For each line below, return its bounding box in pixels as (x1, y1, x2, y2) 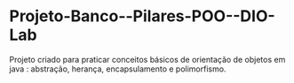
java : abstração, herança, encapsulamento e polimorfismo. (9, 64, 226, 74)
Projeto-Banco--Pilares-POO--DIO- (9, 6, 275, 26)
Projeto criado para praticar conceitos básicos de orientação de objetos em (9, 54, 286, 64)
